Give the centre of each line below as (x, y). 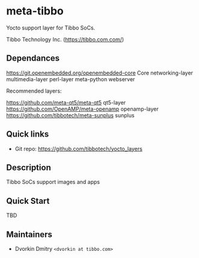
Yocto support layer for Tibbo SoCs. (51, 28)
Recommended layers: (34, 91)
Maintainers (29, 234)
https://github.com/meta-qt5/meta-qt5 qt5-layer (66, 102)
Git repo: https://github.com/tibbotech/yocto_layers (78, 149)
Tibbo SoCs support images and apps (53, 182)
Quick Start (28, 201)
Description (29, 167)
